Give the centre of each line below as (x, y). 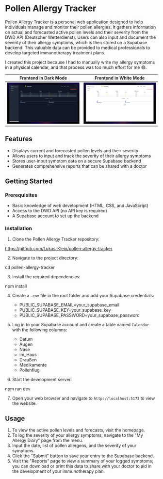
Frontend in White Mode (120, 78)
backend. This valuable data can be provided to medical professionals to (78, 48)
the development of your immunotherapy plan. (58, 471)
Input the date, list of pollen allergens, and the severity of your (74, 446)
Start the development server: (42, 379)
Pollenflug (29, 370)
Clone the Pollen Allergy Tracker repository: (56, 239)
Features (19, 139)
